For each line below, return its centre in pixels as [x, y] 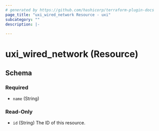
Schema [19, 73]
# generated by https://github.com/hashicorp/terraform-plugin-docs [80, 10]
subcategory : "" [22, 19]
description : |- [22, 24]
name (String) [26, 98]
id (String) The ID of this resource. [49, 123]
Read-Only [19, 112]
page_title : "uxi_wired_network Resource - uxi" [58, 15]
